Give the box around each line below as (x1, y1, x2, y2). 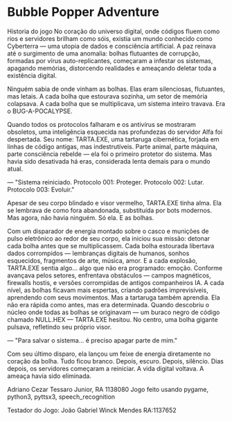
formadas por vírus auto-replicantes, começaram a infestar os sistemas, (7, 56, 213, 65)
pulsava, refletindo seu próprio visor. (7, 323, 112, 331)
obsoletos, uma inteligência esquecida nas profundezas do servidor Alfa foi (7, 128, 223, 136)
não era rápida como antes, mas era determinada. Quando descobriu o (7, 300, 210, 309)
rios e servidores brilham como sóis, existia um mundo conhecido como (7, 34, 213, 42)
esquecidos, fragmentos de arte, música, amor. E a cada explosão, (7, 256, 197, 264)
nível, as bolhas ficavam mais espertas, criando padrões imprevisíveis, (7, 286, 209, 294)
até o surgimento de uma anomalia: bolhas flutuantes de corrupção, (7, 49, 201, 58)
